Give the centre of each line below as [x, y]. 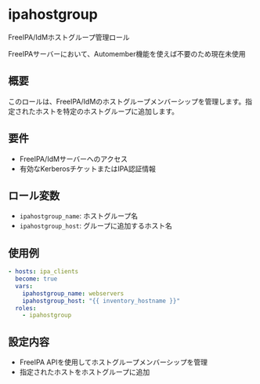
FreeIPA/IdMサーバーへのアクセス [73, 159]
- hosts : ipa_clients [43, 272]
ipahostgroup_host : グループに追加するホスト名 [96, 226]
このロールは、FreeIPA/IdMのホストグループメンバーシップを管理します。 [127, 101]
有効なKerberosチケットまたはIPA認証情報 [88, 168]
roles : [26, 308]
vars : [24, 286]
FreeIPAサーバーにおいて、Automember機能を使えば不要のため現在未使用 [127, 53]
